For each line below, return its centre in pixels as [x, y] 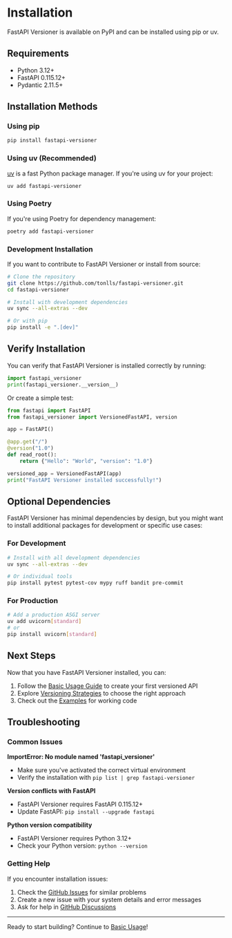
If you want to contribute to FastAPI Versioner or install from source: [104, 264]
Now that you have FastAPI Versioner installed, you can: [87, 672]
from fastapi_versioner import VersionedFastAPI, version [92, 417]
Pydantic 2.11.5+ [40, 85]
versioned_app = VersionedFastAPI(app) [65, 473]
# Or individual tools [40, 577]
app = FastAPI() [30, 430]
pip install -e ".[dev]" [43, 327]
